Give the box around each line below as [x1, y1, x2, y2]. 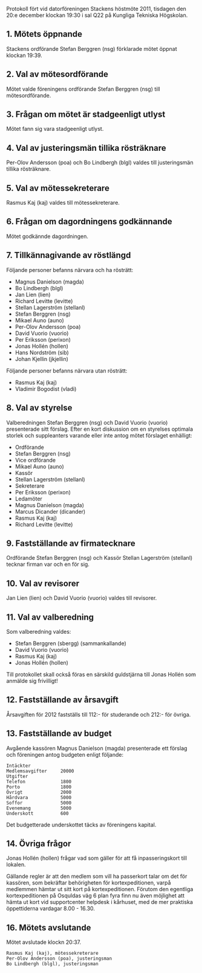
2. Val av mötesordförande [6, 69, 109, 79]
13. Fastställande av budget [6, 728, 112, 739]
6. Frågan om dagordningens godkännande [6, 216, 172, 227]
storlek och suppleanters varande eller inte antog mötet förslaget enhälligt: [6, 431, 192, 439]
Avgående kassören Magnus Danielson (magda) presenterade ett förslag [6, 745, 187, 752]
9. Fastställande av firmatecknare [6, 538, 135, 548]
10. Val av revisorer [6, 578, 80, 588]
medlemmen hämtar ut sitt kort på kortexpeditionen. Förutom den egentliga [6, 886, 194, 893]
